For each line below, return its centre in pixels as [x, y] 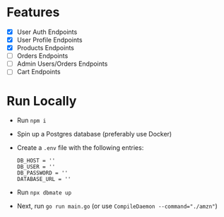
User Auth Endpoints [47, 32]
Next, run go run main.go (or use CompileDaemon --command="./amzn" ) [117, 206]
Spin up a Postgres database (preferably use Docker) [94, 134]
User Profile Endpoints [49, 40]
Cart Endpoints [39, 72]
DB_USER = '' [36, 167]
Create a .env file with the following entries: [80, 148]
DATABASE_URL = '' [44, 180]
